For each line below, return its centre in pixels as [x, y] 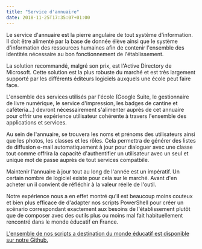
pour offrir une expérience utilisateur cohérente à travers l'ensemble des [96, 116]
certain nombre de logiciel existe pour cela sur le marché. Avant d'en [92, 178]
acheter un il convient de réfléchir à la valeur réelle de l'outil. [81, 184]
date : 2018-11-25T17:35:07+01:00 [48, 18]
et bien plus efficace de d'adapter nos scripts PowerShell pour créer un [95, 202]
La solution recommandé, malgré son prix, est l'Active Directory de [89, 66]
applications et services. [37, 122]
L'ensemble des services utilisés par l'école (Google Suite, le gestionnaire [98, 97]
